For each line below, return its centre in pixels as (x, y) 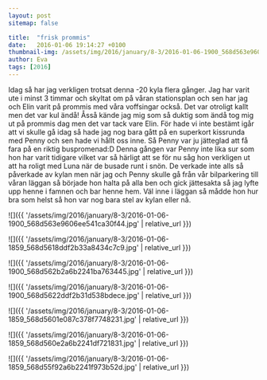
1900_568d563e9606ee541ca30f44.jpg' (74, 223)
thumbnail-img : (33, 53)
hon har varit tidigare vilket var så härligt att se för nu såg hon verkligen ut (129, 157)
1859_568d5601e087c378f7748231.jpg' (72, 319)
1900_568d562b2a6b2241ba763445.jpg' (75, 271)
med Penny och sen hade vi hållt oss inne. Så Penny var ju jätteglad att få (128, 140)
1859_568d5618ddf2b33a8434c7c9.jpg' (74, 247)
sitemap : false (33, 23)
